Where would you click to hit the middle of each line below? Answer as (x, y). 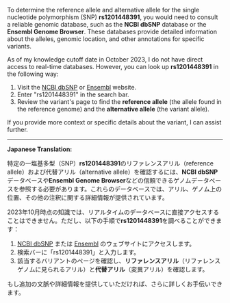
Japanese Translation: (40, 149)
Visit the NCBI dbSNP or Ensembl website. (77, 87)
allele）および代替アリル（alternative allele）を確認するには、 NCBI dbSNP (113, 172)
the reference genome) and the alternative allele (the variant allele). (113, 109)
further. (18, 130)
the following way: (33, 74)
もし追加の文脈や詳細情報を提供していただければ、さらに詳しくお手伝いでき (115, 284)
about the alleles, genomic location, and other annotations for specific (106, 39)
